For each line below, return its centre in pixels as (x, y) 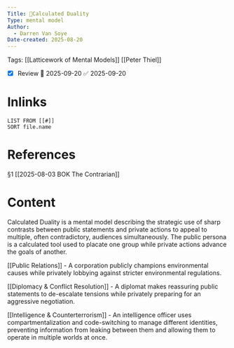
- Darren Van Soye (41, 33)
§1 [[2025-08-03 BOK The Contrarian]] (64, 174)
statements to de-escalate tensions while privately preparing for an (104, 294)
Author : (19, 27)
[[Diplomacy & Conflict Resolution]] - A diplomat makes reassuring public (113, 286)
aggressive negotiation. (41, 301)
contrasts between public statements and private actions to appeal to (108, 229)
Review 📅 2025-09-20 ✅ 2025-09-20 (71, 74)
